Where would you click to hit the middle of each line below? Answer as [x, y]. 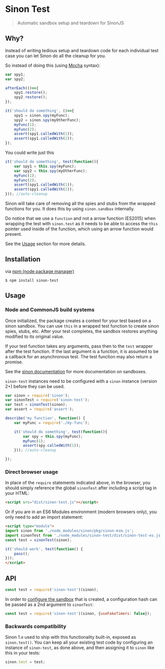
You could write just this [30, 153]
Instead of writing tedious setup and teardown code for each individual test [82, 50]
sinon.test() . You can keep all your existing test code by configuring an [79, 642]
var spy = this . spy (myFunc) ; [53, 436]
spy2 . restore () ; [31, 97]
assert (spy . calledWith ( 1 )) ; [52, 446]
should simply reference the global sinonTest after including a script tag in [81, 488]
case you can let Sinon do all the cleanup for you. [55, 56]
